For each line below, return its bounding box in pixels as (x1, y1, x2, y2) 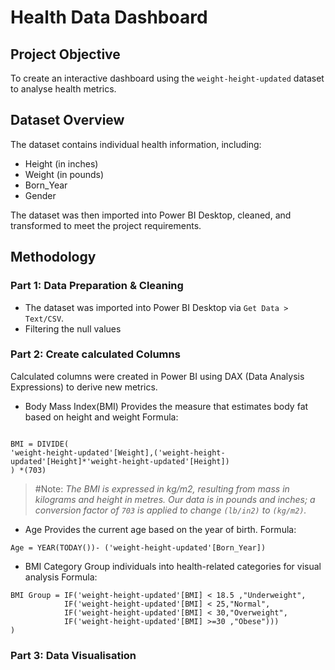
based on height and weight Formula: (24, 411, 179, 423)
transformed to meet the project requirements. (10, 219, 202, 231)
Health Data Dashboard (10, 6, 208, 29)
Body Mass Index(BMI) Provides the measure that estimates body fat (24, 400, 309, 412)
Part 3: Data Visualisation (10, 648, 137, 662)
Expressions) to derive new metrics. (10, 381, 158, 393)
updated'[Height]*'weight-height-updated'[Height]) (10, 456, 230, 466)
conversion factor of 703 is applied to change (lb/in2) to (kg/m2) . (34, 504, 307, 516)
